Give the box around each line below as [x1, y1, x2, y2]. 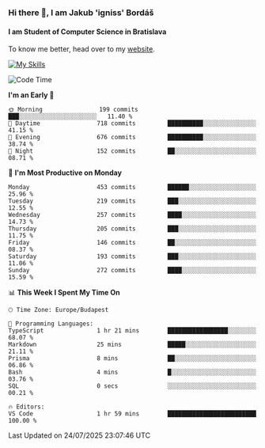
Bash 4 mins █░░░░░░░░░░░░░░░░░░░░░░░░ [8, 368, 257, 377]
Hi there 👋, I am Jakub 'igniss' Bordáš [8, 7, 154, 18]
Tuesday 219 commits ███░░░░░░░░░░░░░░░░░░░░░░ [8, 197, 257, 205]
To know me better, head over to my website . [8, 44, 156, 54]
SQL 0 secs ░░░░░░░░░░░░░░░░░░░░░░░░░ [8, 382, 257, 390]
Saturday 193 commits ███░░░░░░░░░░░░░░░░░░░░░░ [8, 252, 257, 260]
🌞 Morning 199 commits [8, 106, 138, 114]
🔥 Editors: [8, 403, 45, 411]
